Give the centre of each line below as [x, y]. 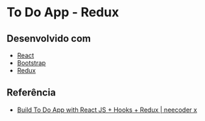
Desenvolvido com [49, 39]
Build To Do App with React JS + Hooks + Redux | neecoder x [107, 110]
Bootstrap [31, 63]
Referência [31, 93]
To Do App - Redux [63, 12]
